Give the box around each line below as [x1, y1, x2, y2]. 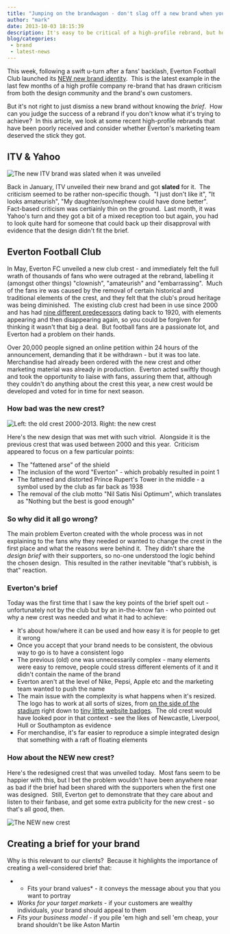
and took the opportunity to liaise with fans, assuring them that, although [7, 372, 212, 380]
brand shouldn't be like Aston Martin [16, 920, 120, 929]
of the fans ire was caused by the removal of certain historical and [7, 286, 194, 295]
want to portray [27, 892, 71, 900]
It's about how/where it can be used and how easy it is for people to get [16, 626, 220, 635]
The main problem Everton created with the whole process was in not [7, 530, 203, 538]
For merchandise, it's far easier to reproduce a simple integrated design [16, 728, 220, 737]
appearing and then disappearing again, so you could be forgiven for [7, 315, 201, 323]
